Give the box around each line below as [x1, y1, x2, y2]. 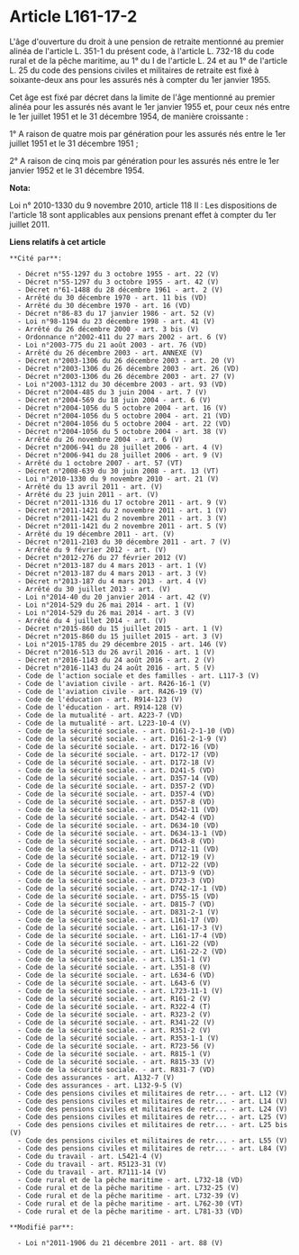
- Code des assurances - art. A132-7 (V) [17, 1073, 176, 1082]
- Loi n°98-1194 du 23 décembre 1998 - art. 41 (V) [17, 317, 216, 326]
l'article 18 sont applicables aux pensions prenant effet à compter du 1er [9, 209, 276, 220]
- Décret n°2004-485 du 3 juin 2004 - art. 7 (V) [17, 387, 207, 397]
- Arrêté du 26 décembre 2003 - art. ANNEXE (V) [17, 348, 204, 357]
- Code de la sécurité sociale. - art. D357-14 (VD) [17, 773, 220, 782]
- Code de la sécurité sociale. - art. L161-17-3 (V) [17, 923, 223, 933]
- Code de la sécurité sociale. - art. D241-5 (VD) [17, 765, 216, 775]
